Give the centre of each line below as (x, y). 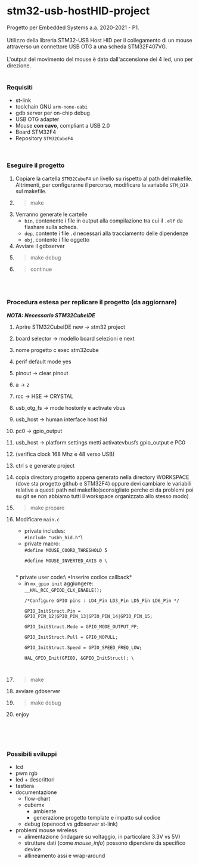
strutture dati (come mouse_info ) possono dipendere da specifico (105, 843)
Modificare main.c (38, 519)
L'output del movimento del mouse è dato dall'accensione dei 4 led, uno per (100, 59)
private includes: (45, 531)
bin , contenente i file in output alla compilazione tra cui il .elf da (104, 220)
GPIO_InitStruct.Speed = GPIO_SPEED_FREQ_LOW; (83, 648)
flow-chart (37, 799)
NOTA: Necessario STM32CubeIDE (51, 315)
